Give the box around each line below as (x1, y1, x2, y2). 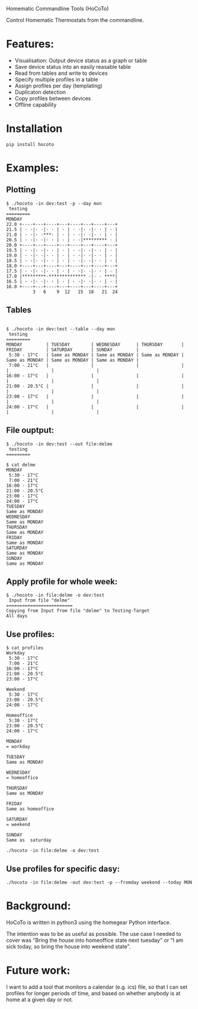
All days (6, 613, 28, 619)
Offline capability (14, 101, 57, 108)
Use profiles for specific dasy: (6, 863, 120, 874)
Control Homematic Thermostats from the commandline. (6, 17, 144, 23)
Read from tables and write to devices (14, 69, 108, 77)
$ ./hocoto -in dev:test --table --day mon (6, 326, 116, 332)
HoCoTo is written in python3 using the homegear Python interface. (6, 919, 171, 926)
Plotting (6, 185, 36, 195)
